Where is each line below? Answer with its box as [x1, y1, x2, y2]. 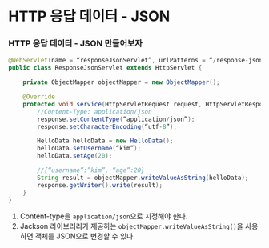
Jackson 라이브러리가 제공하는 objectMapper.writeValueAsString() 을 [19, 222, 244, 231]
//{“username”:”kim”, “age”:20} [37, 166, 146, 174]
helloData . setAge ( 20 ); [37, 152, 113, 160]
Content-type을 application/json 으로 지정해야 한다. [19, 211, 188, 221]
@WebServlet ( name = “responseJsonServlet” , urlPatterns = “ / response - [8, 57, 249, 65]
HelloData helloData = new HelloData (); [37, 137, 174, 145]
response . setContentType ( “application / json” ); [37, 115, 195, 123]
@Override [22, 93, 56, 101]
